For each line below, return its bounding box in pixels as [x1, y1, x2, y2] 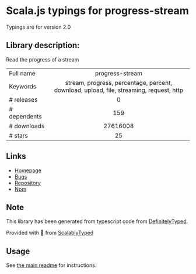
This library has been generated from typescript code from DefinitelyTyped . [6, 218, 188, 225]
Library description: [6, 40, 80, 50]
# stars [9, 131, 28, 139]
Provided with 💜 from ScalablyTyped [6, 230, 94, 237]
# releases [9, 95, 38, 104]
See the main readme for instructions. [6, 262, 97, 269]
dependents [9, 112, 42, 121]
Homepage [14, 167, 42, 174]
